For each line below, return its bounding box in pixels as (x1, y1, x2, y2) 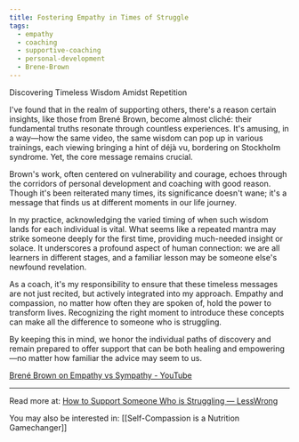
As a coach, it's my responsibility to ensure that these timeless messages (9, 278, 279, 289)
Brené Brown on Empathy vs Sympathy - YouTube (9, 370, 193, 381)
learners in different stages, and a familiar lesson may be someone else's (9, 252, 278, 262)
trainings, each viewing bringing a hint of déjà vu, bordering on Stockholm (9, 141, 281, 152)
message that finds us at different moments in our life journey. (9, 197, 238, 207)
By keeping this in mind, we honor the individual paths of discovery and (9, 334, 271, 344)
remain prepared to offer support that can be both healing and (9, 343, 238, 354)
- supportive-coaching (17, 46, 101, 55)
